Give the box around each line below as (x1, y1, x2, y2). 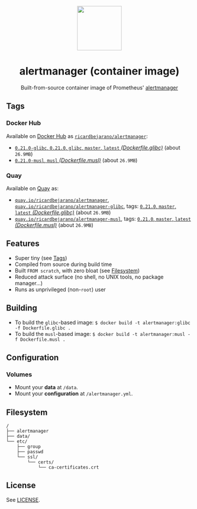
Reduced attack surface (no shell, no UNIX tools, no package (14, 273, 164, 280)
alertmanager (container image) (19, 65, 180, 78)
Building (6, 303, 37, 313)
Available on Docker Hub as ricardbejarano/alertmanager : (6, 132, 148, 139)
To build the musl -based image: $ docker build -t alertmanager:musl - (14, 330, 190, 337)
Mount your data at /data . (14, 384, 78, 391)
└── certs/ (27, 459, 54, 465)
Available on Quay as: (6, 184, 59, 192)
